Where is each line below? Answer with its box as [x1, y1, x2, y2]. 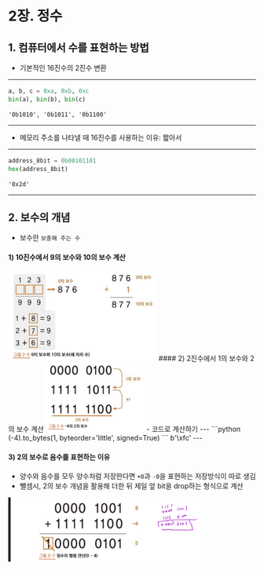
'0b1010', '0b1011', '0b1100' [8, 111, 108, 119]
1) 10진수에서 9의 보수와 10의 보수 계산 [8, 252, 126, 261]
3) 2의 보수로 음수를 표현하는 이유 [8, 452, 111, 462]
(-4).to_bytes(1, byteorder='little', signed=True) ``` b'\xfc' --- [8, 433, 203, 443]
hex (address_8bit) [8, 165, 68, 173]
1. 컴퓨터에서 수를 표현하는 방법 [8, 41, 149, 54]
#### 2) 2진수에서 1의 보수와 [158, 353, 249, 363]
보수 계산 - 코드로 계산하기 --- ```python [16, 425, 241, 434]
